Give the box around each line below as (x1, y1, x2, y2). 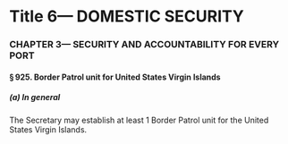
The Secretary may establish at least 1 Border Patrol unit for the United (9, 114, 269, 125)
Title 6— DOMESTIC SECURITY (9, 6, 244, 27)
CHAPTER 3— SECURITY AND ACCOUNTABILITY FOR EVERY (9, 38, 280, 51)
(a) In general (9, 92, 61, 103)
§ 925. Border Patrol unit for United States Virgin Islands (9, 72, 221, 82)
